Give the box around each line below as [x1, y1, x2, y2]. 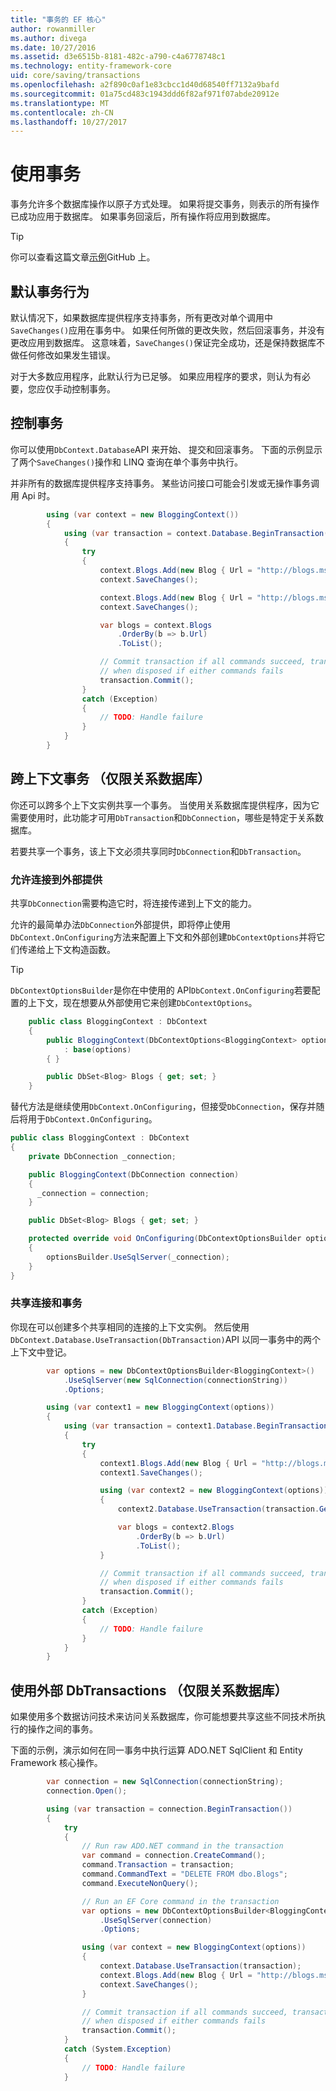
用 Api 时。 [10, 489, 56, 501]
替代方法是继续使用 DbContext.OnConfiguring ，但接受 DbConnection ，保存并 [10, 1101, 317, 1113]
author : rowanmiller [10, 24, 97, 34]
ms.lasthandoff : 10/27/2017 [10, 117, 128, 127]
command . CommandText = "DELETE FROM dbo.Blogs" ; [81, 1869, 288, 1880]
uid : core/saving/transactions [10, 71, 141, 81]
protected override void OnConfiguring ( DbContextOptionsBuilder [28, 1234, 302, 1244]
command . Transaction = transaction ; [81, 1860, 235, 1870]
